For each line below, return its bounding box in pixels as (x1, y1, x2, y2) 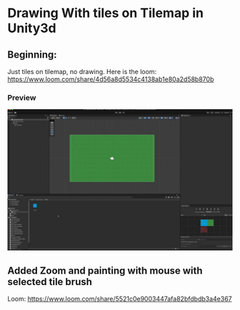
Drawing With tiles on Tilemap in (7, 5, 204, 21)
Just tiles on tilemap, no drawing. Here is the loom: (7, 68, 157, 76)
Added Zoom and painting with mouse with (7, 264, 203, 277)
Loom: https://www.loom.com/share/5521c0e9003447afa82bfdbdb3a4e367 (7, 294, 232, 304)
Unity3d (7, 20, 56, 36)
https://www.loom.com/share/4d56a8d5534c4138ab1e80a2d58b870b (7, 75, 214, 83)
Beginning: (7, 48, 57, 61)
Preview (7, 93, 36, 103)
